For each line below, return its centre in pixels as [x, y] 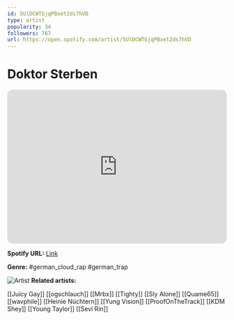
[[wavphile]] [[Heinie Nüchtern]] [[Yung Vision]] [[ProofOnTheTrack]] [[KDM [116, 302]
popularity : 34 [29, 27]
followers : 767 [29, 33]
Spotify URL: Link [33, 254]
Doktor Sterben [53, 74]
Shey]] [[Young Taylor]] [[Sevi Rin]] [58, 309]
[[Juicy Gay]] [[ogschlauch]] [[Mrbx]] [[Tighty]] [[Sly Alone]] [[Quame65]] [113, 294]
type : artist [26, 20]
